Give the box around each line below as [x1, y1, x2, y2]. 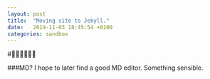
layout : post [7, 10, 46, 18]
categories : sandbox [7, 30, 69, 38]
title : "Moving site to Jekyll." [7, 17, 110, 24]
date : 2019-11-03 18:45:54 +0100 [7, 23, 113, 31]
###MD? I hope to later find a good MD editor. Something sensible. [7, 63, 204, 72]
